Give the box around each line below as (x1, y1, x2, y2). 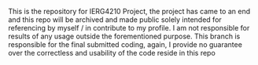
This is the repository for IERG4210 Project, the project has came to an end (8, 7, 251, 16)
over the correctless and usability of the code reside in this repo (8, 49, 216, 57)
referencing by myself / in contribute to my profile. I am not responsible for (8, 23, 250, 32)
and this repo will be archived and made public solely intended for (8, 15, 222, 24)
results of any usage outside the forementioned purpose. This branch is (8, 31, 241, 41)
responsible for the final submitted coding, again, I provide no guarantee (8, 40, 242, 49)
